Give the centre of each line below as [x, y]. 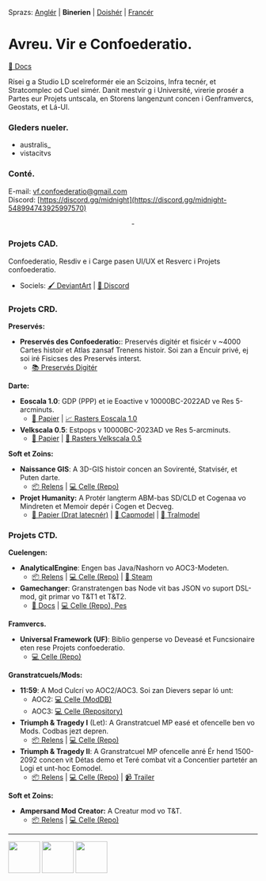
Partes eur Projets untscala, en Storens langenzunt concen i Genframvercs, [131, 98]
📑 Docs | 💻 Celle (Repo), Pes [79, 606]
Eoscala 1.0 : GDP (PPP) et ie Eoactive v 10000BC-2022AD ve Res [127, 402]
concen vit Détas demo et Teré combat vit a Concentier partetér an [148, 760]
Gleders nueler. [38, 127]
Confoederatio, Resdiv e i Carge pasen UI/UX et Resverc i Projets [114, 261]
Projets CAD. [33, 244]
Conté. [22, 174]
